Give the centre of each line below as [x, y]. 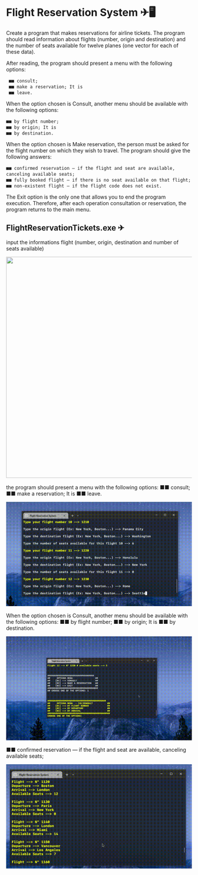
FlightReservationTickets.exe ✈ [65, 228]
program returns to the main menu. [49, 209]
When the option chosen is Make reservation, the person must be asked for [98, 144]
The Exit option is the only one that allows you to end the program [86, 197]
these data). [21, 51]
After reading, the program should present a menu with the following [89, 63]
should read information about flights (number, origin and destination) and [96, 39]
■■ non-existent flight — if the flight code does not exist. [84, 186]
